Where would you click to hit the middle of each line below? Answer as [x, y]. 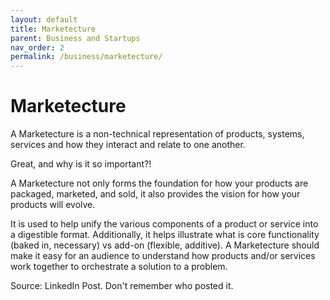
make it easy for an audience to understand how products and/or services [163, 256]
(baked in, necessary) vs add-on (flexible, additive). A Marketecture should [165, 245]
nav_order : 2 [37, 47]
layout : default [44, 19]
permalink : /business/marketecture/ [86, 57]
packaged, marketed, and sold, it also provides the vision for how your [155, 194]
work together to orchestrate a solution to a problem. [119, 267]
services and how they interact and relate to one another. [128, 145]
